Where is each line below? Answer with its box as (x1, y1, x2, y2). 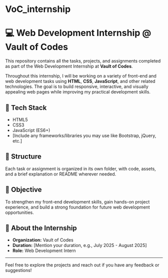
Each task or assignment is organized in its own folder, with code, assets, (5, 165, 156, 171)
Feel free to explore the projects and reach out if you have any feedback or (5, 262, 159, 268)
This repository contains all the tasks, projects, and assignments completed (5, 58, 161, 64)
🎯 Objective (5, 185, 42, 194)
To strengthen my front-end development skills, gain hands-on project (5, 198, 150, 204)
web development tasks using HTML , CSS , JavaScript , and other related (5, 78, 156, 84)
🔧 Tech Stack (5, 103, 47, 112)
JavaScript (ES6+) (12, 127, 50, 133)
